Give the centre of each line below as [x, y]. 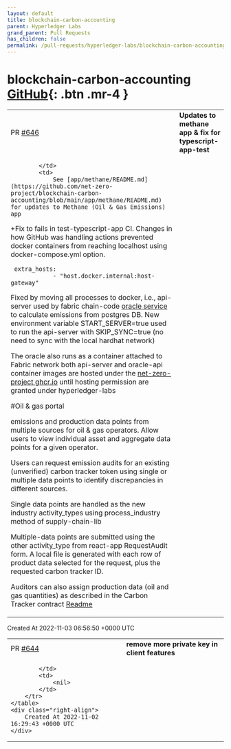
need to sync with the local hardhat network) [83, 340]
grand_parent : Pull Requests [49, 33]
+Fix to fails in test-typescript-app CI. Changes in [91, 228]
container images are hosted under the [73, 373]
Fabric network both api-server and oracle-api [87, 365]
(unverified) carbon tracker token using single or [89, 471]
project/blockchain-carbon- [56, 193]
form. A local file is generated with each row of [86, 554]
